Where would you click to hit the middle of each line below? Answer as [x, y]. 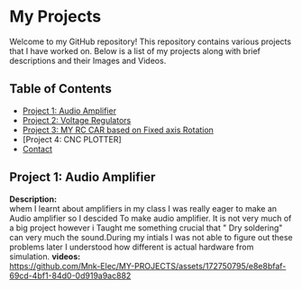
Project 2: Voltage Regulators [77, 120]
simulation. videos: [45, 256]
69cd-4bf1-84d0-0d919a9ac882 [70, 275]
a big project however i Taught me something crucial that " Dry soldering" [146, 228]
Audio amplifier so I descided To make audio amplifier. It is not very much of [151, 218]
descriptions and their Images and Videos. [88, 60]
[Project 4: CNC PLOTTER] [72, 139]
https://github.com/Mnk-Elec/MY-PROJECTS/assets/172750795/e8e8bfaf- [148, 266]
